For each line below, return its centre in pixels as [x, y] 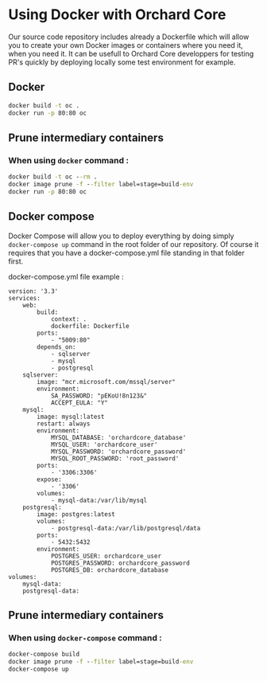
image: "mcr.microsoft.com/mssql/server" [106, 382]
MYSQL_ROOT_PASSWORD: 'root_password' [115, 458]
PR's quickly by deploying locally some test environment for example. [122, 62]
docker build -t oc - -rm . [53, 177]
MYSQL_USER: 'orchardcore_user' [104, 444]
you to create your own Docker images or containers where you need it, [126, 45]
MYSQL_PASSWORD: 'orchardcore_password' [118, 452]
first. [16, 261]
